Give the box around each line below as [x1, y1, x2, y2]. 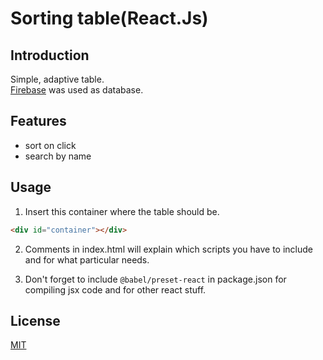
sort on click [24, 139, 77, 151]
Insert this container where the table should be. [24, 205, 220, 217]
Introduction [10, 47, 90, 64]
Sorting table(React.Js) [10, 7, 209, 30]
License [10, 312, 61, 329]
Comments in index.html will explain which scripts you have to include [24, 243, 313, 255]
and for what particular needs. [24, 253, 150, 266]
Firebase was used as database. [10, 84, 144, 96]
